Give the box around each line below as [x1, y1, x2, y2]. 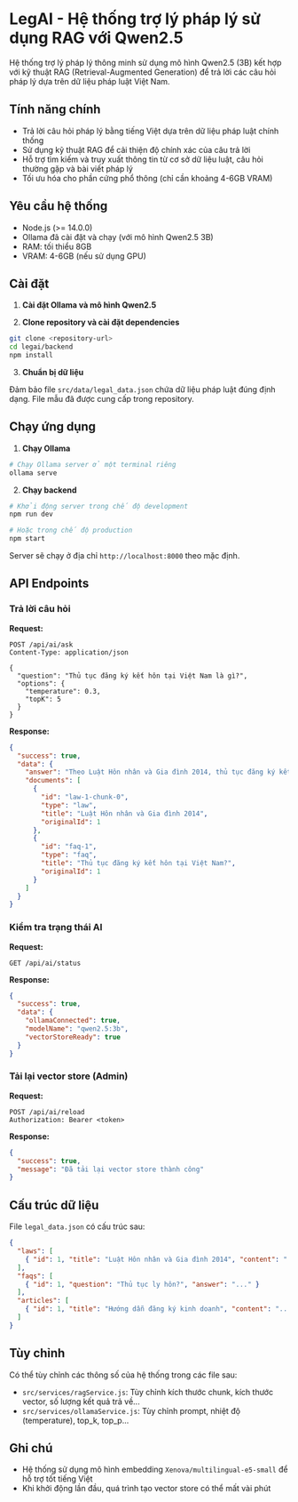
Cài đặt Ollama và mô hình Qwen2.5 [21, 300, 157, 310]
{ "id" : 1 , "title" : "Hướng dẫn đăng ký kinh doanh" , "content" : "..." [25, 1305, 295, 1313]
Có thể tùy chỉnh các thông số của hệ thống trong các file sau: [9, 1369, 238, 1380]
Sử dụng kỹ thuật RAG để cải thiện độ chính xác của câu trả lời [21, 144, 251, 155]
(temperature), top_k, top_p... [21, 1415, 129, 1426]
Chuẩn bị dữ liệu [21, 367, 84, 377]
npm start [9, 534, 46, 543]
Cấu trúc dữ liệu [9, 1197, 99, 1213]
